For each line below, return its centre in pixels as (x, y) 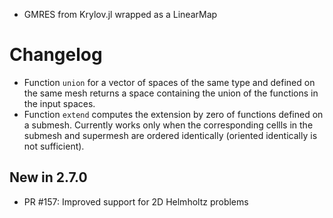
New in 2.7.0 (48, 177)
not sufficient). (54, 146)
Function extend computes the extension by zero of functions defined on (173, 114)
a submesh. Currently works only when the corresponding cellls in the (168, 125)
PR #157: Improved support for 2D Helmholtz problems (136, 201)
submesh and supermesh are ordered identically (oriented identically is (170, 135)
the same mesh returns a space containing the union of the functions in (171, 93)
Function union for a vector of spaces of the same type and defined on (169, 82)
